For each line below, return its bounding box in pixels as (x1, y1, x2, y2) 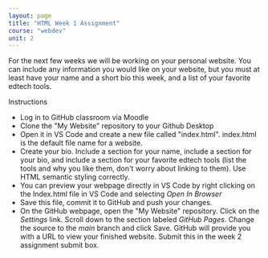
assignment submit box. (19, 240, 99, 250)
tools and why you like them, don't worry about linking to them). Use (19, 163, 246, 173)
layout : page (8, 11, 52, 20)
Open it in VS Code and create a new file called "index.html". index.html (19, 130, 257, 139)
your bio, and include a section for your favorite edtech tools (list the (19, 155, 247, 165)
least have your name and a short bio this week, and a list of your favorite (8, 73, 251, 83)
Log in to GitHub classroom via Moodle (19, 113, 149, 123)
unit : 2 (8, 34, 35, 42)
